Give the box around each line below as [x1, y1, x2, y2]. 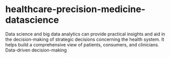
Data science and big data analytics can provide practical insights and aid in [5, 31, 165, 37]
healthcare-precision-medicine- [5, 4, 145, 15]
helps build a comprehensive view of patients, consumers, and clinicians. [5, 41, 159, 47]
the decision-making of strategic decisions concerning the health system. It [5, 36, 164, 42]
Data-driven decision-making [5, 47, 67, 53]
